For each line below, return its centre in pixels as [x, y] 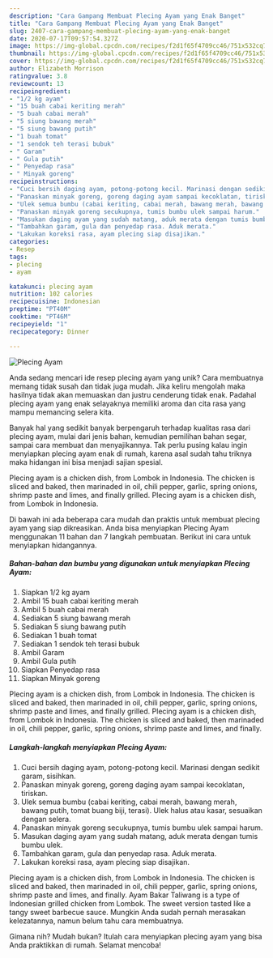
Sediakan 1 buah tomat [59, 636]
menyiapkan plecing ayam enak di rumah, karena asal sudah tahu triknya [130, 453]
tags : [18, 257]
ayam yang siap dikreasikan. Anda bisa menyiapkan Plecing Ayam [119, 528]
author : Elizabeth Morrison [57, 69]
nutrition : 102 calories [51, 294]
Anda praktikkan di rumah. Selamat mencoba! [85, 945]
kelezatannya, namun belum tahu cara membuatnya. [97, 921]
